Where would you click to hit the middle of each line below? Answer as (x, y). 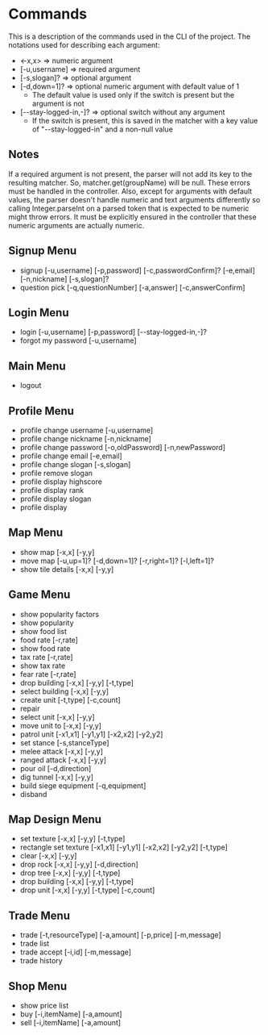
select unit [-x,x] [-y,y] (57, 717)
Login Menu (39, 313)
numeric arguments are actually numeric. (76, 225)
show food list (43, 631)
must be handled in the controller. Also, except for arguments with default (130, 191)
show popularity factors (59, 614)
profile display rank (52, 490)
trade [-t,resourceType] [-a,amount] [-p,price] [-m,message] (120, 935)
